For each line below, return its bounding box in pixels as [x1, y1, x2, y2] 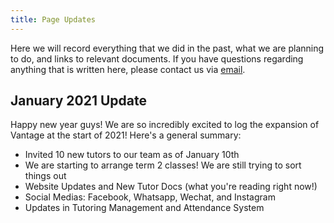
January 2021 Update [10, 92, 147, 110]
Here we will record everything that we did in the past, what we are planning [10, 42, 325, 54]
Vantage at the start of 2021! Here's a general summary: [10, 129, 242, 141]
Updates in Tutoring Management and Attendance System [24, 202, 265, 214]
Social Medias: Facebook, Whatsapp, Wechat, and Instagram [24, 191, 276, 203]
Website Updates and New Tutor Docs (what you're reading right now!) [24, 181, 318, 193]
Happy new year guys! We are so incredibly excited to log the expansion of [10, 119, 320, 131]
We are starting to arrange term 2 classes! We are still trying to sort [24, 159, 302, 171]
